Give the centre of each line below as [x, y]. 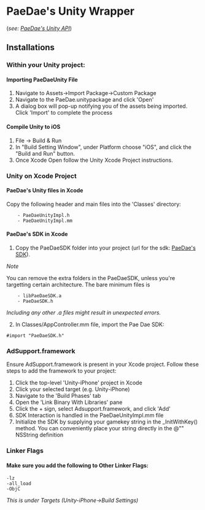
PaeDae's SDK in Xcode [37, 234]
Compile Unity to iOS [33, 127]
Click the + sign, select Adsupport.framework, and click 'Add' [93, 409]
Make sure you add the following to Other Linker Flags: [78, 465]
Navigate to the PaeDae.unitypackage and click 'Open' [84, 100]
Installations [31, 48]
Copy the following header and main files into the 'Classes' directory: [94, 204]
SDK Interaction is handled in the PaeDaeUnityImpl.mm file [89, 416]
